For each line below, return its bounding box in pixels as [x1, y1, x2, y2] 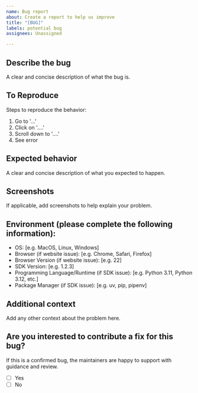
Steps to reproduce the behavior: [6, 106, 87, 113]
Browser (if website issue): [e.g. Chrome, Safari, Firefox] [14, 251, 152, 258]
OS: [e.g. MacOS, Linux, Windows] [14, 244, 99, 251]
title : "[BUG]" [6, 20, 44, 25]
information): [6, 228, 56, 238]
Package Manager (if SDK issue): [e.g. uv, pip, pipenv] [14, 282, 147, 289]
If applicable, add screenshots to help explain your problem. [6, 202, 152, 209]
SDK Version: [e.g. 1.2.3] [14, 263, 74, 270]
